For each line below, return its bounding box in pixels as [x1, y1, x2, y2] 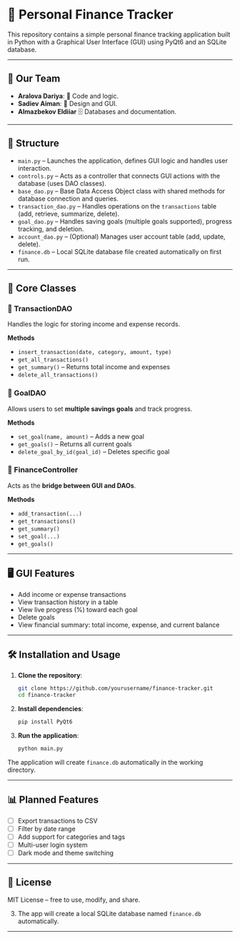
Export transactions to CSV [17, 816, 98, 825]
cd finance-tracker [17, 692, 76, 699]
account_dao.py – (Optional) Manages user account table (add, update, [17, 232, 226, 241]
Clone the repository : [17, 671, 83, 680]
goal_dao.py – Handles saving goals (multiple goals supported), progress [17, 217, 232, 226]
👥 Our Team [7, 73, 61, 85]
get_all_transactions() [17, 356, 89, 363]
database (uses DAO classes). [17, 179, 107, 188]
